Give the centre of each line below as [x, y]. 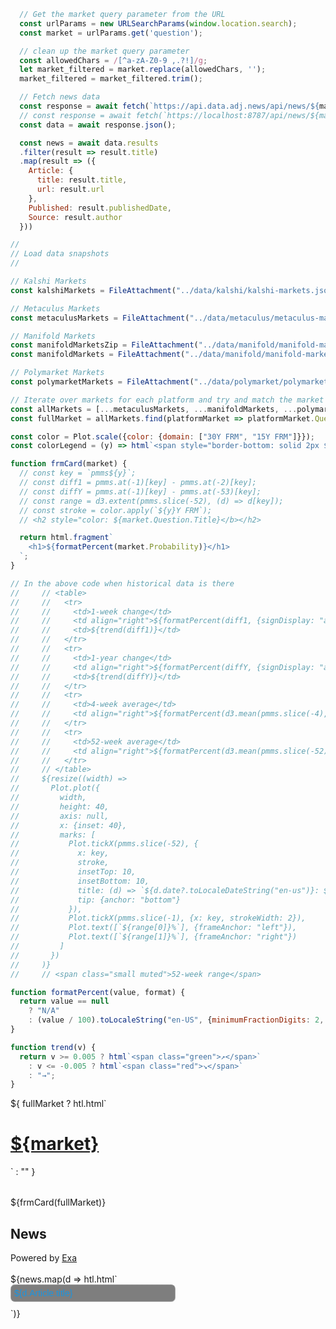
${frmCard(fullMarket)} [58, 1202]
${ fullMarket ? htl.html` [58, 1104]
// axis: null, [60, 816]
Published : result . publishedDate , [100, 208]
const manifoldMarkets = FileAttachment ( [98, 355]
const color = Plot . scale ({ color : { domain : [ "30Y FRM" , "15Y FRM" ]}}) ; [162, 436]
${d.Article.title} [43, 1293]
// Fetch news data [60, 97]
